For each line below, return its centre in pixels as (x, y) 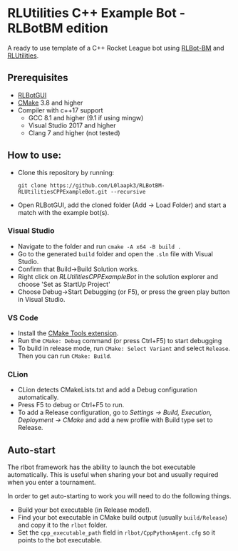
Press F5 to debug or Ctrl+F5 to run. (71, 405)
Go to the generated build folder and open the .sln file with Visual (115, 253)
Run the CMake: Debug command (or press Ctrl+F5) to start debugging (120, 341)
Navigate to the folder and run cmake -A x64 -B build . (99, 246)
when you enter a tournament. (52, 483)
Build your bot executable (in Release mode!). (84, 510)
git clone (32, 185)
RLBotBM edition (58, 28)
